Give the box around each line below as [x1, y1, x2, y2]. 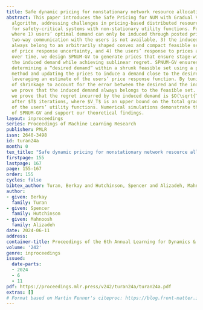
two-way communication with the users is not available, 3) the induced [11, 37, 199, 43]
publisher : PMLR [6, 127, 47, 133]
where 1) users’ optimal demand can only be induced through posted [11, 31, 188, 37]
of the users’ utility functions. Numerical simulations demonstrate [11, 104, 190, 110]
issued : [6, 256, 26, 262]
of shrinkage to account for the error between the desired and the [11, 82, 188, 88]
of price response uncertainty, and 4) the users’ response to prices [11, 48, 193, 54]
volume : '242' [6, 244, 42, 250]
